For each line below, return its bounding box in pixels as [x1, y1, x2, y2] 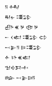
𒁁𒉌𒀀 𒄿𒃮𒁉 [4, 45, 42, 50]
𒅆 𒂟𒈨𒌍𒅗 [4, 55, 30, 60]
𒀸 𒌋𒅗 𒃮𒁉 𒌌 [4, 34, 47, 40]
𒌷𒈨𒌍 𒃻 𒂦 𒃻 [4, 24, 38, 30]
